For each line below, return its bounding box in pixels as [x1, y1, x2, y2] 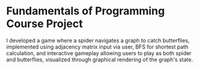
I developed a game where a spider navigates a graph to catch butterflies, [6, 37, 190, 44]
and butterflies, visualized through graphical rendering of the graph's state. [6, 56, 193, 63]
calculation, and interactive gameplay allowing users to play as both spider [6, 49, 192, 56]
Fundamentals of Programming [6, 4, 165, 18]
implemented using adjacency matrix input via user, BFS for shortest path [6, 43, 189, 50]
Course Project [6, 17, 83, 31]
